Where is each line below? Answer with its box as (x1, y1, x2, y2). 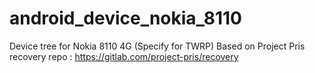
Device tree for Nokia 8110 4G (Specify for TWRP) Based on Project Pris (9, 40, 306, 52)
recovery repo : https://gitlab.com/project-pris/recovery (9, 50, 239, 62)
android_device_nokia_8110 (9, 7, 242, 30)
